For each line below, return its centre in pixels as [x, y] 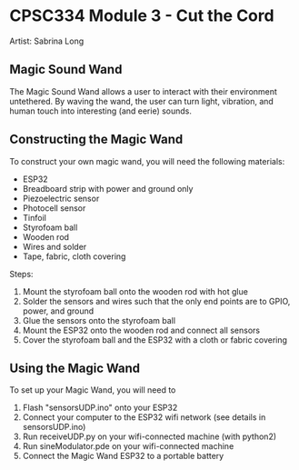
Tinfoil [35, 217]
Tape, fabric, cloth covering [74, 256]
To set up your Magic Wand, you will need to [93, 390]
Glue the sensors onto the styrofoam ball [99, 320]
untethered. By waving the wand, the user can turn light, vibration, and [142, 101]
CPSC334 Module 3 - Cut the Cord [142, 16]
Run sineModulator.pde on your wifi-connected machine [128, 446]
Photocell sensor [54, 208]
